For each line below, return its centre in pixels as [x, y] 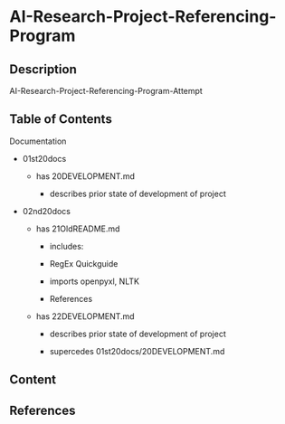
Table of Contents [61, 119]
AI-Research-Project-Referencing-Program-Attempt [106, 91]
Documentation [38, 141]
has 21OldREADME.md [78, 229]
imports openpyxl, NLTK [95, 281]
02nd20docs [46, 211]
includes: [66, 246]
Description [43, 69]
